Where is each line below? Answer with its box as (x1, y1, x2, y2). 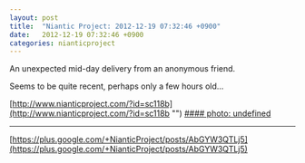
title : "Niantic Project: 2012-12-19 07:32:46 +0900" (9, 22, 221, 31)
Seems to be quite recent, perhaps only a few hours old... (9, 81, 224, 91)
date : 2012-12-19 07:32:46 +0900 (9, 30, 144, 39)
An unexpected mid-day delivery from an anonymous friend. (9, 63, 236, 74)
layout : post (9, 13, 59, 23)
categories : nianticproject (9, 38, 116, 48)
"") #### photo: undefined (172, 108, 271, 119)
